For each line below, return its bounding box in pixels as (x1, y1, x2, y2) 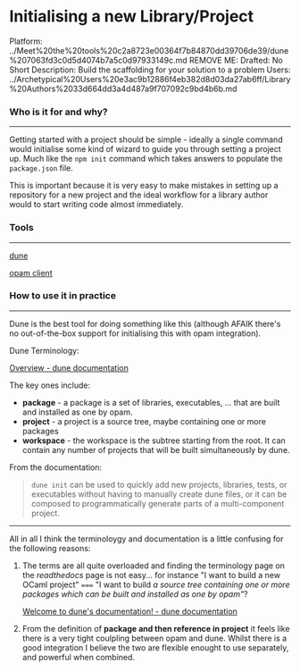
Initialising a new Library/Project (9, 6, 254, 27)
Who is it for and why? (9, 105, 109, 118)
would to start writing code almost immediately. (9, 199, 184, 210)
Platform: (9, 36, 43, 46)
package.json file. (9, 163, 74, 173)
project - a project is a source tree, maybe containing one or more (21, 415, 266, 426)
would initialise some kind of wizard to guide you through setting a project (9, 144, 281, 155)
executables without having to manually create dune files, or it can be (30, 489, 287, 499)
